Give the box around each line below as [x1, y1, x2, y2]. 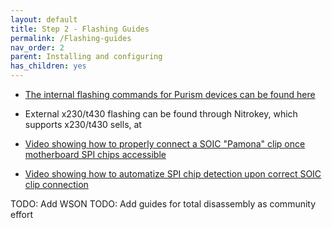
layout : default [10, 14, 78, 25]
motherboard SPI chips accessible [24, 149, 167, 160]
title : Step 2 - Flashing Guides [10, 24, 150, 34]
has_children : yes [10, 61, 87, 71]
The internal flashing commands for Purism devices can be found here [24, 89, 316, 100]
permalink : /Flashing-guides [10, 33, 132, 43]
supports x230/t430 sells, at [24, 119, 142, 130]
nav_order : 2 [10, 42, 65, 53]
